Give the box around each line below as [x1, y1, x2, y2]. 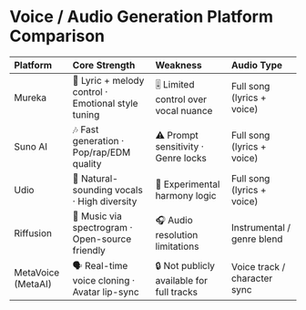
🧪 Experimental [155, 178, 220, 191]
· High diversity [72, 194, 138, 207]
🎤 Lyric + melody [72, 74, 145, 87]
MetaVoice [14, 266, 60, 279]
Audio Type [230, 58, 283, 71]
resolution [155, 229, 199, 242]
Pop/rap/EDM [72, 146, 131, 159]
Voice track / [230, 261, 286, 274]
